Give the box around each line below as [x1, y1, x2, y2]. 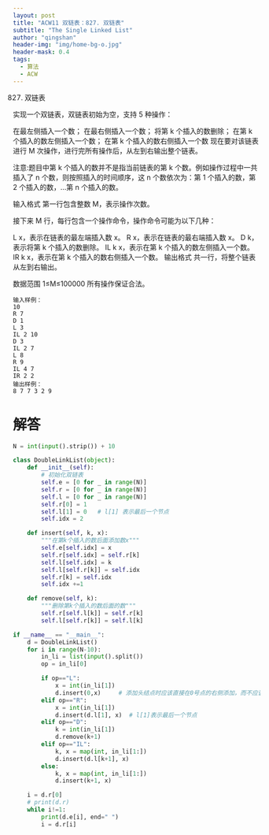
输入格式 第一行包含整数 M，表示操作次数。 [13, 199, 154, 209]
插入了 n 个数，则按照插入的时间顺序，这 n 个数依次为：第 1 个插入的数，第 [13, 173, 256, 182]
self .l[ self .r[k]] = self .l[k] [41, 616, 144, 625]
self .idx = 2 [41, 515, 84, 523]
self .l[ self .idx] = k [41, 559, 112, 566]
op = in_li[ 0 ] [41, 660, 87, 668]
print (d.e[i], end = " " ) [41, 813, 119, 821]
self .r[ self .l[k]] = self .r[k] [41, 610, 144, 618]
